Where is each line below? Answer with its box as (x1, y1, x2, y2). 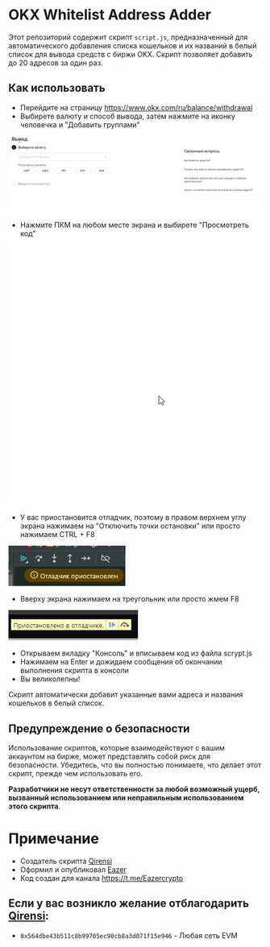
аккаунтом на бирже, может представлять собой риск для (8, 751, 211, 762)
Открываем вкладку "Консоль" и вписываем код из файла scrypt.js (19, 648, 252, 658)
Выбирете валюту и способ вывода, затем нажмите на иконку (19, 111, 236, 121)
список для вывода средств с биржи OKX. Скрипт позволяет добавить (8, 49, 253, 59)
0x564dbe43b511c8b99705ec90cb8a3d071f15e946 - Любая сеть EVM (19, 930, 238, 940)
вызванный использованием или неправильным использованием (8, 793, 244, 803)
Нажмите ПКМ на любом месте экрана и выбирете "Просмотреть (19, 220, 250, 230)
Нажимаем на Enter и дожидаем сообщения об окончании (19, 657, 223, 667)
